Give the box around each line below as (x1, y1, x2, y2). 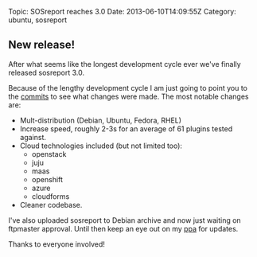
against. (19, 132, 46, 142)
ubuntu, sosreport (8, 15, 68, 25)
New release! (8, 38, 76, 52)
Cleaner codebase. (19, 200, 83, 209)
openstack (31, 149, 67, 158)
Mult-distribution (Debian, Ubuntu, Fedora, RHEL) (19, 115, 181, 125)
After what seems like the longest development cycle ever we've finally (8, 59, 241, 68)
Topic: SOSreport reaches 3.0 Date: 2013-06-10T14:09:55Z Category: (8, 7, 236, 16)
